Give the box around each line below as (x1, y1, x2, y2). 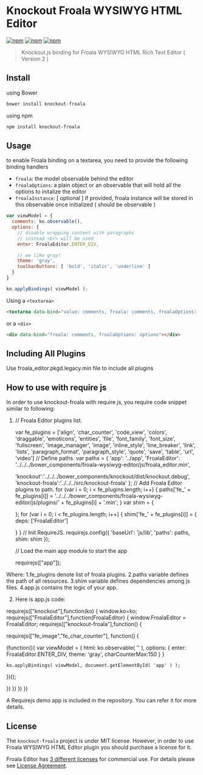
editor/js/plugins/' (15, 499, 60, 506)
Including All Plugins (6, 348, 86, 359)
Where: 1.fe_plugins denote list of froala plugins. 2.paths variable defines (6, 571, 189, 579)
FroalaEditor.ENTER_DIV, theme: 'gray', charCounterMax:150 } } (6, 651, 165, 658)
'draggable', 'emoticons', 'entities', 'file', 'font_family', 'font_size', (15, 435, 176, 442)
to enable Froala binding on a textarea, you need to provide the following (6, 157, 188, 164)
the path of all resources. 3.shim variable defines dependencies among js (6, 577, 190, 585)
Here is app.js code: (15, 596, 66, 603)
